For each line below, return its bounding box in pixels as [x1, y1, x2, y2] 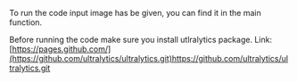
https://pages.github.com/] [12, 44, 111, 54]
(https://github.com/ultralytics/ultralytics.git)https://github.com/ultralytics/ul [9, 53, 288, 63]
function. [9, 17, 43, 28]
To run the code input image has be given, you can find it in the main [9, 8, 261, 18]
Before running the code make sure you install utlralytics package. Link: [9, 35, 273, 45]
